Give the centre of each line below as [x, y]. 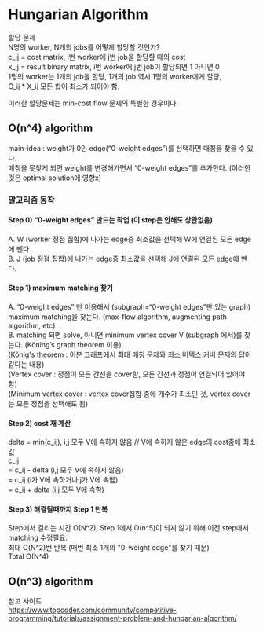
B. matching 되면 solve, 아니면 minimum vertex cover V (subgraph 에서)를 [125, 335]
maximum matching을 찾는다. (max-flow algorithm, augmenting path [118, 317]
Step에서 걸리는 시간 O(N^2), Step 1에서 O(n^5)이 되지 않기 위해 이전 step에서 [129, 528]
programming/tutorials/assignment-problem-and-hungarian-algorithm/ [122, 618]
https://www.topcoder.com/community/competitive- [92, 610]
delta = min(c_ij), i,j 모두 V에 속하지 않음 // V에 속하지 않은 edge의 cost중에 [124, 442]
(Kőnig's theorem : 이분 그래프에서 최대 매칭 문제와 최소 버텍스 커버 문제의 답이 [130, 354]
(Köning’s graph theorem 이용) [73, 345]
